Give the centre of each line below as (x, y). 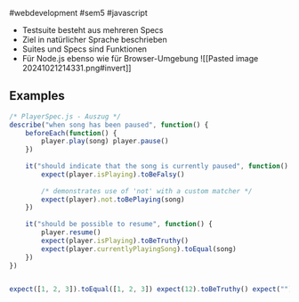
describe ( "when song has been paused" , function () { (109, 125)
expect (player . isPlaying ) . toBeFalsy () (113, 174)
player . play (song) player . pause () (105, 142)
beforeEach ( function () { (71, 133)
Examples (37, 96)
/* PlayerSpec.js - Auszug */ (65, 116)
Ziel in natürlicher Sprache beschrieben (94, 40)
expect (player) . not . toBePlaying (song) (113, 200)
